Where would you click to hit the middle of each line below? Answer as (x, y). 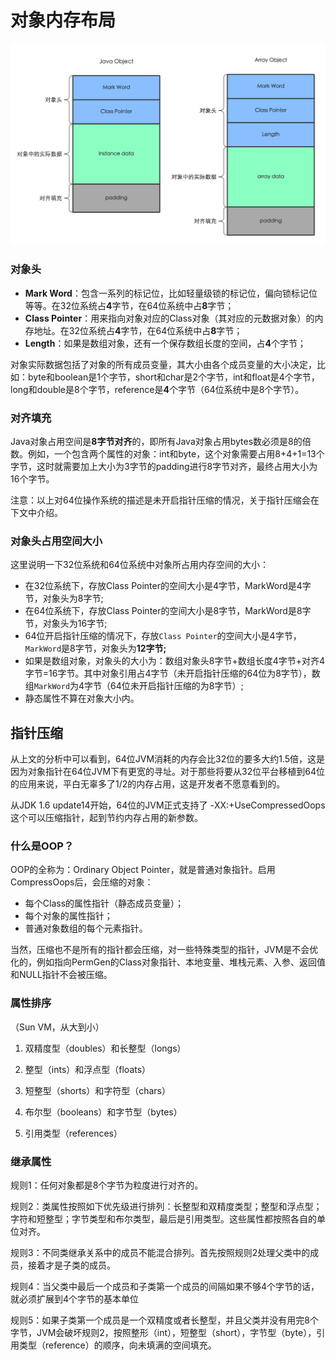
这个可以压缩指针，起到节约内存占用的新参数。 (106, 818)
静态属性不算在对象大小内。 (82, 698)
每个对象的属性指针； (68, 916)
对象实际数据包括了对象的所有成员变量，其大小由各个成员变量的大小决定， (163, 364)
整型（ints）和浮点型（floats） (88, 1069)
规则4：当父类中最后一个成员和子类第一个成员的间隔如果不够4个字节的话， (165, 1286)
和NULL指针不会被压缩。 (61, 975)
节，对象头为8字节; (64, 598)
